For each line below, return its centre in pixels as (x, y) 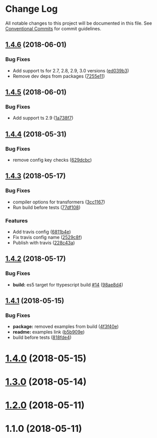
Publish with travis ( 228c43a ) (44, 242)
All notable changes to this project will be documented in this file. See (79, 23)
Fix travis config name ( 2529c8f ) (47, 237)
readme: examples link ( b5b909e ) (49, 332)
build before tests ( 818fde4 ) (42, 337)
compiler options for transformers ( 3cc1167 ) (59, 202)
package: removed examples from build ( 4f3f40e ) (66, 327)
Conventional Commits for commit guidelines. (53, 28)
